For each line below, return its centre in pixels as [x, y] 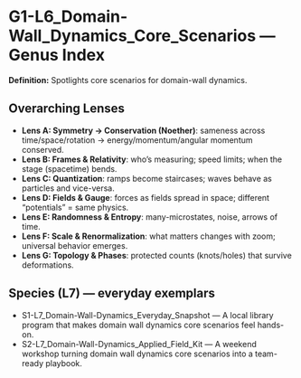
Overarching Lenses [67, 109]
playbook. [64, 363]
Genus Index [57, 55]
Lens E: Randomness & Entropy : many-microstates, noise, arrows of [149, 217]
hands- [271, 325]
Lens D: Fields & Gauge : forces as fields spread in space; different [146, 197]
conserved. [42, 149]
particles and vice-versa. [68, 188]
